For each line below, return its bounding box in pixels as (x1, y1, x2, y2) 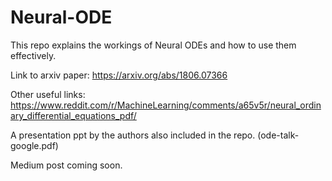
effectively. (10, 49, 57, 61)
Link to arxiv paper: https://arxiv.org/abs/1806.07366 (10, 69, 228, 81)
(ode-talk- (257, 129, 300, 141)
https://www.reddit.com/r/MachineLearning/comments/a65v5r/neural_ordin (10, 99, 322, 111)
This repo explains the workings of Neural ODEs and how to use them (10, 39, 297, 51)
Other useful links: (10, 88, 86, 100)
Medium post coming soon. (10, 159, 123, 171)
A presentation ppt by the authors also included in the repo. (10, 129, 256, 141)
